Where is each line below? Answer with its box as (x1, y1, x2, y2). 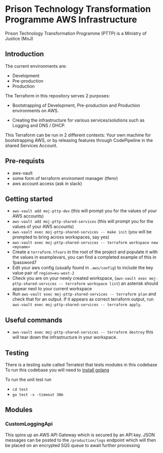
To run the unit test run (5, 377, 52, 382)
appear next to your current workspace (12, 286, 92, 292)
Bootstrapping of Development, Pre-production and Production (12, 102, 140, 108)
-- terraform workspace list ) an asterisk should (59, 280, 159, 286)
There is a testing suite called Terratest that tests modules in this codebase (5, 362, 158, 367)
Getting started (5, 194, 53, 203)
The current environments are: (5, 63, 67, 69)
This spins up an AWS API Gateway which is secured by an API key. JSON (5, 432, 155, 438)
